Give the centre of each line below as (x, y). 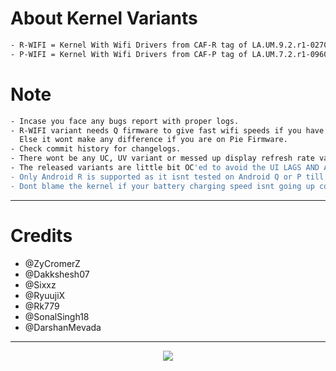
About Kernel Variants (104, 18)
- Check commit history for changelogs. (96, 149)
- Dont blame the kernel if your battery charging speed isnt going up (162, 186)
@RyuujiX (45, 295)
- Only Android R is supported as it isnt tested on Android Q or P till (167, 177)
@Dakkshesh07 (57, 274)
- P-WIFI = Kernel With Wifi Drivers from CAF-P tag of (129, 54)
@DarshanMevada (63, 327)
